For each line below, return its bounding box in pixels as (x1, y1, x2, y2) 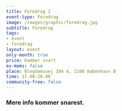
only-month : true (6, 52, 48, 58)
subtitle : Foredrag (6, 25, 54, 31)
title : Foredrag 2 (6, 8, 51, 15)
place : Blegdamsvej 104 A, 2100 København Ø (6, 68, 116, 74)
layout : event (6, 47, 41, 53)
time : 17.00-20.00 (6, 74, 51, 79)
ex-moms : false (6, 63, 43, 69)
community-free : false (6, 79, 61, 85)
